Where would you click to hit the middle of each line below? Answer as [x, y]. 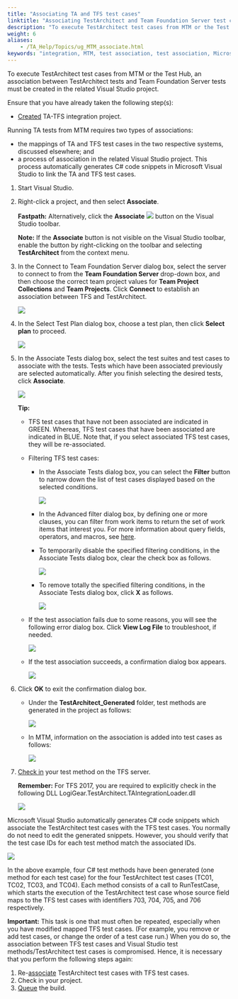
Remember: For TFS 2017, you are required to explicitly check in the [117, 785]
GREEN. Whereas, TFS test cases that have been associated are [122, 429]
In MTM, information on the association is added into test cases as [125, 737]
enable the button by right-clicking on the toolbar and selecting [110, 245]
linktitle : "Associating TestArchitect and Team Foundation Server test [117, 21]
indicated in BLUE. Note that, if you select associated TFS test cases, [129, 437]
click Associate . [41, 381]
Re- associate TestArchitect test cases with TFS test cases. [103, 973]
